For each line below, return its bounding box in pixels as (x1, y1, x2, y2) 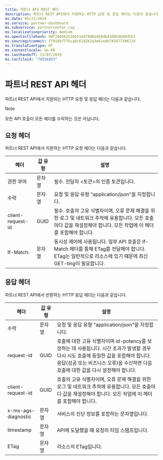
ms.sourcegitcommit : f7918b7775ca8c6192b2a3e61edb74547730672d (5, 39, 136, 44)
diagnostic (7, 413, 32, 420)
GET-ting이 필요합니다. (54, 260, 105, 267)
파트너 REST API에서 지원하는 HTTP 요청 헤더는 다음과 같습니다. (5, 145, 127, 151)
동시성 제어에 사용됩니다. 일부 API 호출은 (54, 238, 142, 245)
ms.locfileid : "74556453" (5, 57, 57, 62)
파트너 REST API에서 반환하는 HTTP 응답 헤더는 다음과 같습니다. (5, 292, 127, 297)
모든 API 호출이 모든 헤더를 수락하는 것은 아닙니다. (5, 116, 100, 122)
